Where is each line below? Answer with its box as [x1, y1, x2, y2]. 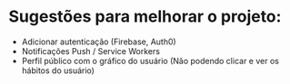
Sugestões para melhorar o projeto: [8, 6, 282, 27]
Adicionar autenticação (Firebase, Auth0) [21, 36, 176, 47]
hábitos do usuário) [21, 65, 95, 76]
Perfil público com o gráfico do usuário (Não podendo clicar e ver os [21, 55, 279, 66]
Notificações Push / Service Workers [21, 45, 161, 56]
